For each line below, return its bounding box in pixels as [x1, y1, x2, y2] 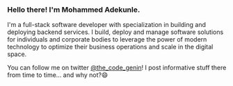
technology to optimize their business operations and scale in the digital [7, 43, 214, 51]
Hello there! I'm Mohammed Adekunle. [7, 5, 140, 15]
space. [7, 50, 27, 58]
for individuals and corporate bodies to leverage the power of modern [7, 35, 207, 44]
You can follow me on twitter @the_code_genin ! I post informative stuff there [7, 64, 227, 72]
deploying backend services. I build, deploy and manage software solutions [7, 28, 224, 36]
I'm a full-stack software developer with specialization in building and [7, 21, 207, 29]
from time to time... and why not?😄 [7, 71, 109, 79]
